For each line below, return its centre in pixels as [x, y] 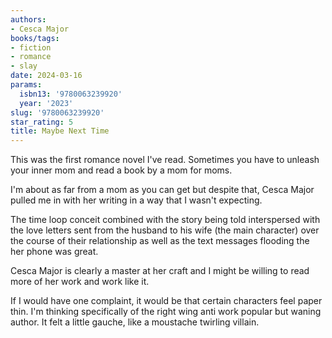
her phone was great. [54, 252]
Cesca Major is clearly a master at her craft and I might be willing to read [160, 271]
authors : [28, 19]
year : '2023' [46, 103]
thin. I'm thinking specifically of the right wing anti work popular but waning [166, 312]
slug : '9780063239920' [57, 112]
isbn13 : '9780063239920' [71, 94]
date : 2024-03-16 [46, 76]
